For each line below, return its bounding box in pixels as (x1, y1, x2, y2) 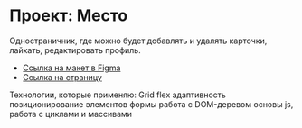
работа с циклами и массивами (9, 108, 133, 119)
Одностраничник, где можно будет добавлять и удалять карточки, (9, 35, 268, 46)
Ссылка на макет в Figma (22, 62, 121, 73)
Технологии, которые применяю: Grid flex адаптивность (9, 89, 226, 100)
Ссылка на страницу (22, 71, 102, 82)
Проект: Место (9, 5, 128, 26)
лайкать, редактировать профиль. (9, 44, 142, 55)
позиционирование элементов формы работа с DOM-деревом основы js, (9, 98, 294, 109)
